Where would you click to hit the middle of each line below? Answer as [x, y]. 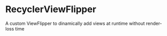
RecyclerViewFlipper [51, 9]
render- [154, 23]
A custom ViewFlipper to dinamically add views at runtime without [75, 23]
